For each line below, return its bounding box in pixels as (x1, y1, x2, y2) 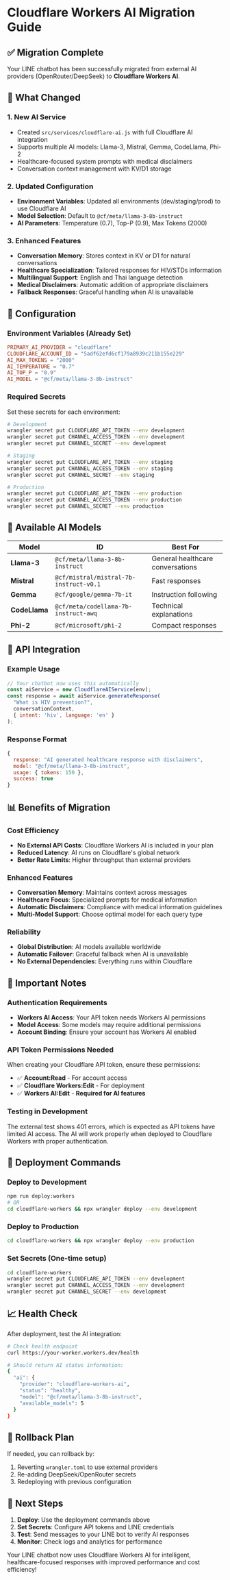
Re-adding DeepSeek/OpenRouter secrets (16, 1470, 137, 1479)
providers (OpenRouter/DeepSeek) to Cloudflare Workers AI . (7, 72, 180, 80)
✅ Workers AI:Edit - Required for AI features (16, 1089, 146, 1098)
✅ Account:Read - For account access (16, 1074, 128, 1082)
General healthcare (151, 554, 214, 563)
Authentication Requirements (7, 998, 107, 1007)
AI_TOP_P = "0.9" (7, 369, 57, 376)
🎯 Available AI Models (7, 522, 101, 534)
